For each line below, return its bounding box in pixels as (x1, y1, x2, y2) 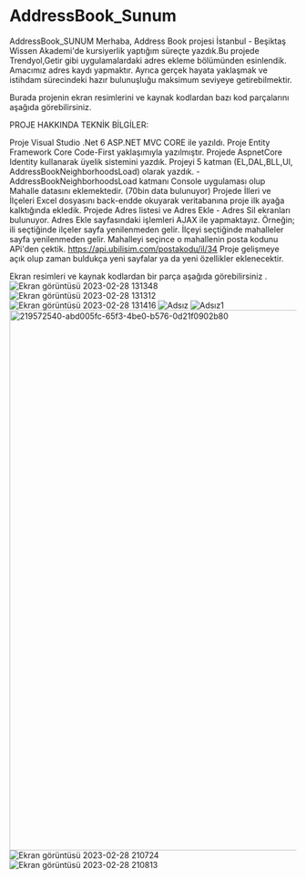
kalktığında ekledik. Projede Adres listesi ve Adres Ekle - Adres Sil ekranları (9, 204, 291, 215)
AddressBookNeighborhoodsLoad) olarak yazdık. (9, 166, 195, 177)
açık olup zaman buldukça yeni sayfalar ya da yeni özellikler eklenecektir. (9, 252, 284, 264)
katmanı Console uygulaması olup (138, 175, 266, 187)
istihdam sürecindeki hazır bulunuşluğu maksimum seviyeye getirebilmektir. (9, 74, 293, 85)
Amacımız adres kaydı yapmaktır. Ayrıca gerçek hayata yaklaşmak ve (9, 65, 269, 76)
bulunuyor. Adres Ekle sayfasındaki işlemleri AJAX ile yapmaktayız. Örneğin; (9, 214, 295, 225)
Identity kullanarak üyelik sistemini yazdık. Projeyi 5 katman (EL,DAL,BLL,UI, (9, 156, 293, 167)
